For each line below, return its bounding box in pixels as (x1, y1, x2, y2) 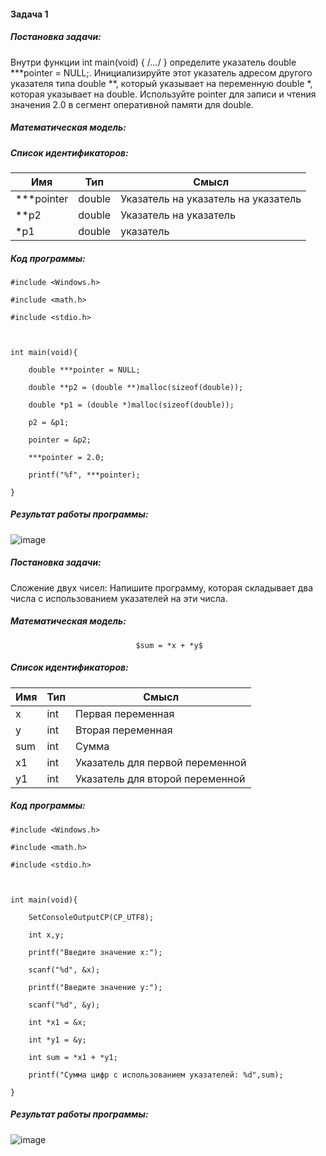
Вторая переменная (74, 723, 173, 737)
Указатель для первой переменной (74, 755, 247, 769)
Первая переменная (74, 706, 175, 720)
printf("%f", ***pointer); (28, 470, 141, 480)
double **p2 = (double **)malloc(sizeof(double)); (28, 382, 244, 392)
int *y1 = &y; (28, 1035, 87, 1045)
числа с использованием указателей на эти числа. (10, 592, 228, 604)
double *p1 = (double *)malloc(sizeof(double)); (28, 400, 235, 410)
